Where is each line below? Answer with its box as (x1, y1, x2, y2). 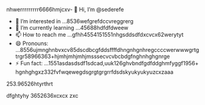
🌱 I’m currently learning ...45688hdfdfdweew (15, 24, 129, 31)
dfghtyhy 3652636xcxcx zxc (6, 92, 78, 99)
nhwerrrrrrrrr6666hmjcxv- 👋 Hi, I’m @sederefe (6, 6, 124, 13)
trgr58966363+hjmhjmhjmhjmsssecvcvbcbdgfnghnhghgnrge (15, 52, 170, 60)
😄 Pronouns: (15, 40, 49, 47)
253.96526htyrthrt (6, 80, 53, 87)
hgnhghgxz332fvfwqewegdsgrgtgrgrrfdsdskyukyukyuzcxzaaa (15, 68, 174, 76)
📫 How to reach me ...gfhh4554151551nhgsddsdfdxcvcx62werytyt (15, 31, 184, 38)
